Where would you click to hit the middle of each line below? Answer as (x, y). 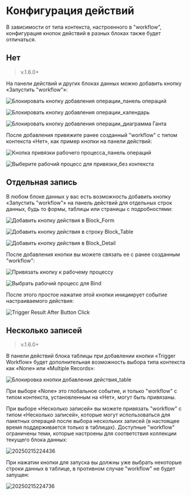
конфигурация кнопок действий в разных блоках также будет (83, 33)
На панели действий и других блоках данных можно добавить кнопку (94, 83)
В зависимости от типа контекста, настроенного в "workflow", (84, 27)
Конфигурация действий (70, 11)
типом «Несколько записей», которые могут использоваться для (88, 415)
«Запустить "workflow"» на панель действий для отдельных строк (89, 203)
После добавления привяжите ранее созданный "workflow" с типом (92, 135)
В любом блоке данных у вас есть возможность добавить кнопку (88, 196)
